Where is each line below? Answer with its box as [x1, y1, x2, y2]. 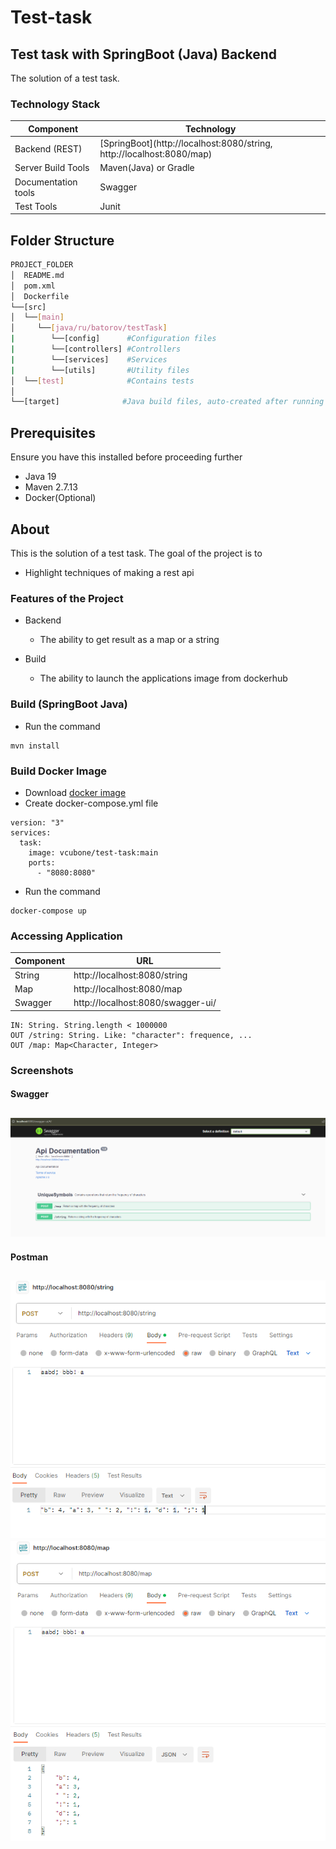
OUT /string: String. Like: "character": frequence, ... [10, 1030, 253, 1040]
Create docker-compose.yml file [24, 797, 159, 809]
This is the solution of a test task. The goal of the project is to [10, 547, 263, 559]
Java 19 [24, 471, 57, 483]
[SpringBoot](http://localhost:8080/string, [99, 137, 273, 150]
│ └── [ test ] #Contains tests [10, 376, 195, 386]
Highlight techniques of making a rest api [24, 566, 195, 578]
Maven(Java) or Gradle [99, 162, 195, 174]
